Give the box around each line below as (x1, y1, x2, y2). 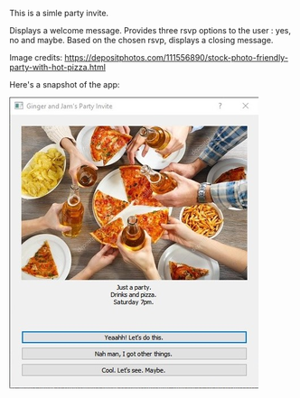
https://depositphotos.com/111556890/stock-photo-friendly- (64, 52, 289, 62)
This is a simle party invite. (9, 8, 109, 18)
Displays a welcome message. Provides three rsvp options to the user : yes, (9, 25, 292, 35)
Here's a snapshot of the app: (9, 79, 120, 89)
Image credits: (9, 52, 63, 62)
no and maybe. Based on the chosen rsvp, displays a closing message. (9, 35, 274, 45)
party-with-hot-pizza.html (9, 62, 107, 72)
